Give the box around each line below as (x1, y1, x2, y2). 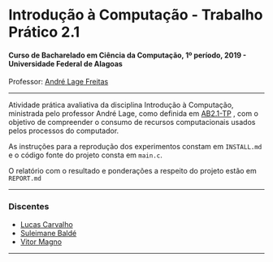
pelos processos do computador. (8, 126, 119, 135)
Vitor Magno (19, 237, 63, 247)
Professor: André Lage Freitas (8, 77, 109, 87)
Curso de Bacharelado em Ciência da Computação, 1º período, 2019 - (8, 50, 247, 60)
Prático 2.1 (8, 23, 80, 41)
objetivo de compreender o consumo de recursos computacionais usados (8, 118, 256, 127)
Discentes (8, 201, 50, 213)
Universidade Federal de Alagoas (8, 58, 123, 68)
